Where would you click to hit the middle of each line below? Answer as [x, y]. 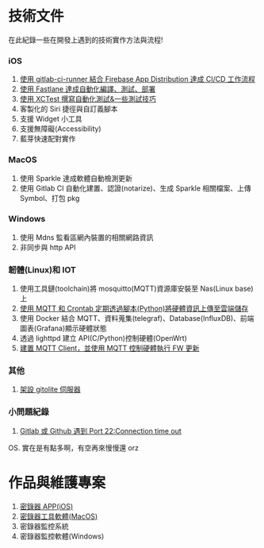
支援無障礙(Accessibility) [60, 129]
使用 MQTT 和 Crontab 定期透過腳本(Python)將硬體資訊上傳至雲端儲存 [134, 309]
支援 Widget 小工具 [51, 119]
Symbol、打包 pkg [50, 198]
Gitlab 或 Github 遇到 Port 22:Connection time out [101, 430]
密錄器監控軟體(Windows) [62, 536]
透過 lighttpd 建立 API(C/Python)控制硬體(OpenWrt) [103, 338]
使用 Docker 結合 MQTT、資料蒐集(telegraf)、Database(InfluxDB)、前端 [137, 318]
